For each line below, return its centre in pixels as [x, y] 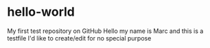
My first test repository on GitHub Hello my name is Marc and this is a [105, 31]
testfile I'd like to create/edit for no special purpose [79, 38]
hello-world [41, 12]
